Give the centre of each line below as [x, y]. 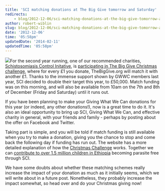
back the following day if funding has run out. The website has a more [76, 142]
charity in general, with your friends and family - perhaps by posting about [81, 117]
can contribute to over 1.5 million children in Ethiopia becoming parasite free [82, 153]
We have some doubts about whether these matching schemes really [75, 167]
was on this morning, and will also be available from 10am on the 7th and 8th [82, 87]
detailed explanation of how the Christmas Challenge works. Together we [79, 147]
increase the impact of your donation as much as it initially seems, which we [82, 173]
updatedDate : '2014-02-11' [33, 42]
